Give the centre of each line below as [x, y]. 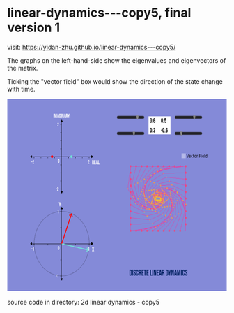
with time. [22, 89]
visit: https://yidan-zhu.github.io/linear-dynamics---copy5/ [92, 47]
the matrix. [23, 68]
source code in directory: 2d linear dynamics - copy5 [84, 302]
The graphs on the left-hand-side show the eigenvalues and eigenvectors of [117, 60]
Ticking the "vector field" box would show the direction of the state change [115, 81]
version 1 [34, 28]
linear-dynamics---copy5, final [99, 13]
